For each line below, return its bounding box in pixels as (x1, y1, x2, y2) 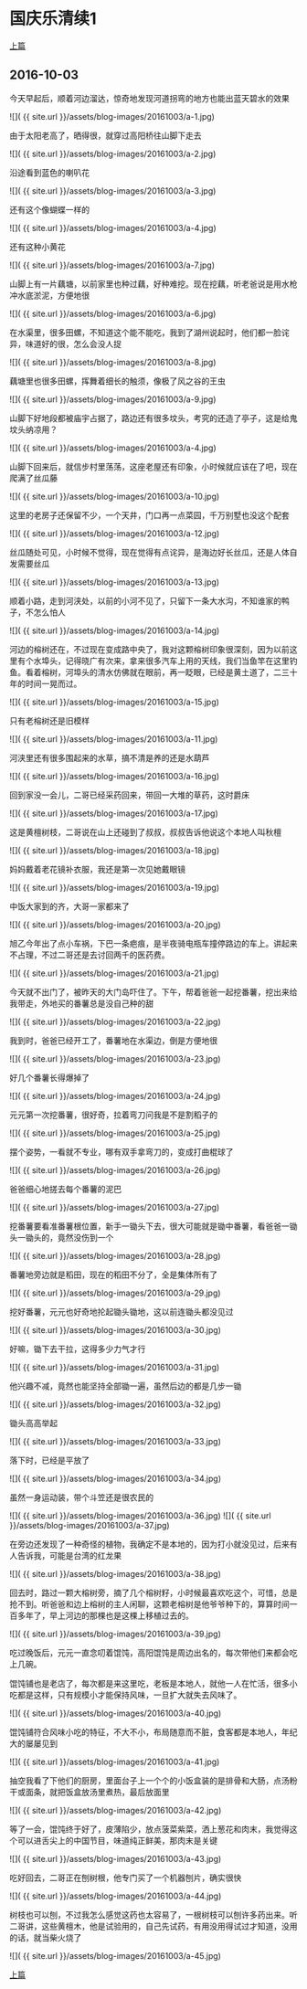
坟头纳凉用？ (9, 424, 58, 435)
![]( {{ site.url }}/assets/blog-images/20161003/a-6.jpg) (9, 308, 217, 319)
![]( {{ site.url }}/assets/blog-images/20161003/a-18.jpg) (9, 844, 220, 855)
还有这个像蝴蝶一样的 (9, 204, 90, 215)
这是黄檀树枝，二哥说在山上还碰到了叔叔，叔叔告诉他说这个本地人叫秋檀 (9, 826, 281, 837)
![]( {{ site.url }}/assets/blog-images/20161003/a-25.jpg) (9, 1127, 221, 1138)
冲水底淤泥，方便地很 (9, 290, 90, 301)
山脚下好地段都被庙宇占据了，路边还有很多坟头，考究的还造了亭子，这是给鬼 (9, 412, 298, 423)
